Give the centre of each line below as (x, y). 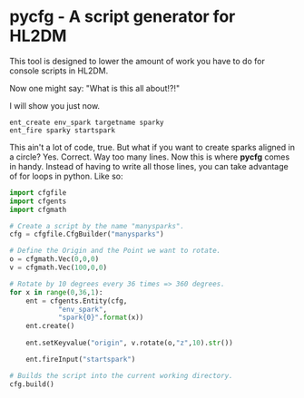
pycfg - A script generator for (123, 17)
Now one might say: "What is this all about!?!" (95, 88)
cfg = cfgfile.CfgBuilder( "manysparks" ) (87, 234)
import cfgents (38, 201)
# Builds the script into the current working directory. (121, 375)
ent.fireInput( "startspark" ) (81, 359)
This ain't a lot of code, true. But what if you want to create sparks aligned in (152, 147)
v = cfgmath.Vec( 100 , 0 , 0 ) (58, 268)
